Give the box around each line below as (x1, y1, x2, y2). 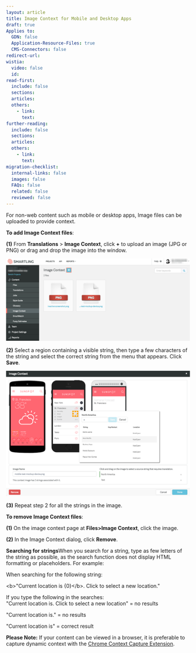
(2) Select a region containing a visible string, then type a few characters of (6, 347, 188, 354)
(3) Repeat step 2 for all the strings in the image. (6, 502, 123, 509)
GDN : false (11, 34, 38, 40)
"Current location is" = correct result (6, 623, 94, 630)
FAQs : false (11, 182, 41, 189)
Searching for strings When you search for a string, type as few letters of (6, 548, 183, 555)
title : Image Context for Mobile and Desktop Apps (6, 15, 132, 22)
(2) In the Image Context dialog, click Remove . (6, 536, 118, 543)
